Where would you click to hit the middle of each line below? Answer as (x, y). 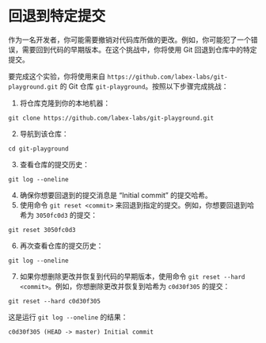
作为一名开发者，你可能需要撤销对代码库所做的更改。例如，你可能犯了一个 (129, 40)
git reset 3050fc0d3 (42, 230)
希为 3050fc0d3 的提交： (59, 215)
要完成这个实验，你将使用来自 (57, 76)
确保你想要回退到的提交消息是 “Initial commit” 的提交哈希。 (116, 195)
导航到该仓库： (44, 133)
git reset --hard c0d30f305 (55, 301)
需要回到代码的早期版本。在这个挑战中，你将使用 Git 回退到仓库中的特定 (139, 49)
